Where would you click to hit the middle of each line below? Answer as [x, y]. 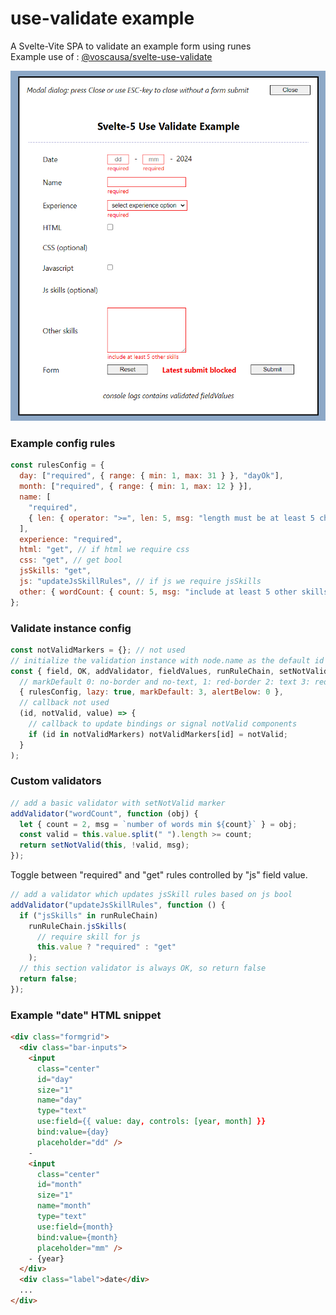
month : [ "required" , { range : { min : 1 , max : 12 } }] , [136, 487]
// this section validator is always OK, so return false [143, 968]
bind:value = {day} [73, 1132]
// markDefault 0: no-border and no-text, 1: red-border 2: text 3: [165, 682]
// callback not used [64, 703]
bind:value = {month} [77, 1237]
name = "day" [59, 1100]
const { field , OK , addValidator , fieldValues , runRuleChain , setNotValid [169, 671]
